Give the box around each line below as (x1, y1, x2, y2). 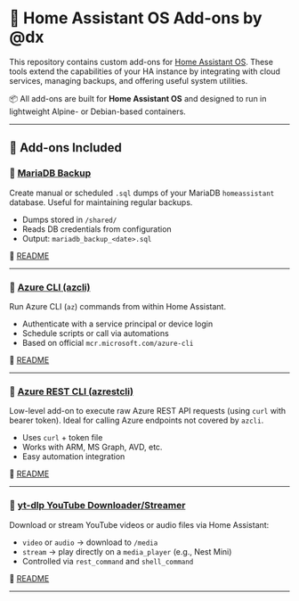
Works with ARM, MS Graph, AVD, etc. (21, 441, 163, 453)
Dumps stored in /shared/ (21, 214, 117, 225)
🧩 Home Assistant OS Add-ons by (9, 8, 263, 29)
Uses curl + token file (21, 432, 103, 443)
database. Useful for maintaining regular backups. (9, 196, 193, 208)
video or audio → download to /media (21, 537, 158, 547)
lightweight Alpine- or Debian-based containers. (9, 106, 187, 117)
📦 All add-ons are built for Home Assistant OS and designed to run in (9, 93, 267, 103)
